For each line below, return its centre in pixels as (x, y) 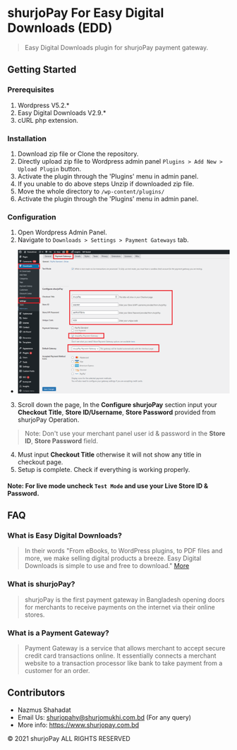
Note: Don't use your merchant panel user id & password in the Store (125, 434)
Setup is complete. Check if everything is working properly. (104, 470)
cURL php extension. (48, 120)
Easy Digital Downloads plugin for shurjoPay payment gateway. (116, 47)
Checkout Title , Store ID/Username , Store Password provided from (117, 412)
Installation (27, 138)
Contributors (36, 693)
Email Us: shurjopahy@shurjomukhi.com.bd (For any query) (104, 717)
